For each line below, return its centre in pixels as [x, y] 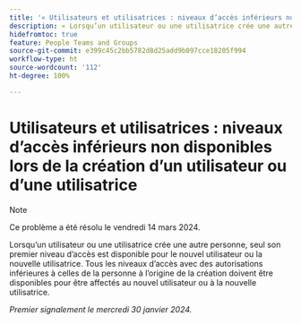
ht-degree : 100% [39, 76]
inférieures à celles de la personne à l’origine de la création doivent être [141, 273]
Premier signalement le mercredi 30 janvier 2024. [101, 309]
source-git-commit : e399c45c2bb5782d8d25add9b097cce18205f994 [128, 51]
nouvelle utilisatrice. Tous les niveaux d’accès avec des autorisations [136, 263]
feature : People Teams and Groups [74, 43]
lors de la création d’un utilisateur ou [148, 166]
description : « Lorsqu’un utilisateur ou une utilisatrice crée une [140, 26]
